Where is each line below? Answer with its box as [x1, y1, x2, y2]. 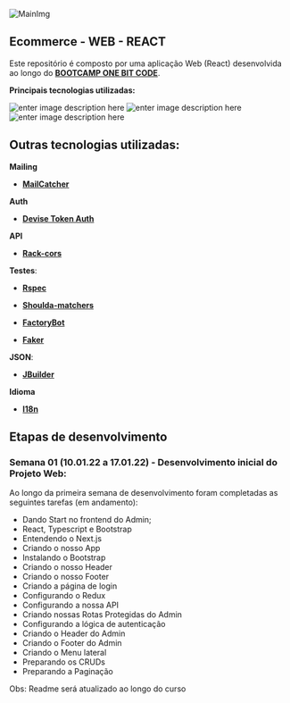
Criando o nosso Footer [21, 572, 110, 582]
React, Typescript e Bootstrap [21, 523, 132, 535]
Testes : [9, 264, 37, 276]
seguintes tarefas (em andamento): [9, 497, 138, 508]
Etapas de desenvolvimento [9, 430, 168, 445]
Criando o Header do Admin [21, 628, 126, 639]
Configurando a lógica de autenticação [21, 619, 166, 630]
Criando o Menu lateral [21, 648, 107, 658]
